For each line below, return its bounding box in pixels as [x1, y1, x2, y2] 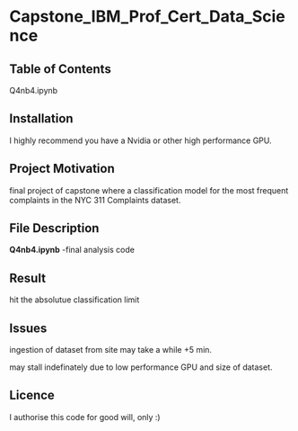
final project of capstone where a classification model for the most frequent [9, 184, 289, 195]
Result [9, 270, 47, 285]
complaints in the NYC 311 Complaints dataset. [9, 194, 181, 205]
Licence [9, 388, 56, 403]
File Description [9, 220, 100, 236]
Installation [9, 111, 74, 127]
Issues [9, 320, 48, 336]
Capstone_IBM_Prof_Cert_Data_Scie [9, 6, 285, 27]
